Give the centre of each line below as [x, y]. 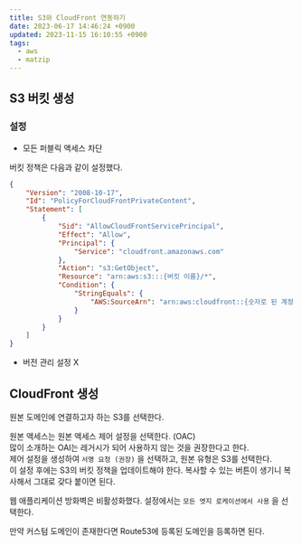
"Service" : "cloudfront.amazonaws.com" [149, 251]
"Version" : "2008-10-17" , [75, 193]
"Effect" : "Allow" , [94, 235]
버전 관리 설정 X [51, 362]
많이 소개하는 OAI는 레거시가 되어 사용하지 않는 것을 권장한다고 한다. [129, 447]
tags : [19, 43]
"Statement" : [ [54, 210]
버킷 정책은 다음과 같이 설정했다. [66, 167]
